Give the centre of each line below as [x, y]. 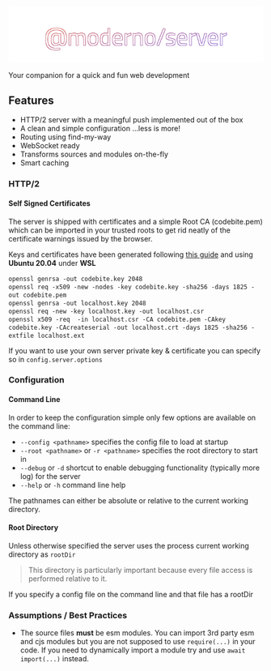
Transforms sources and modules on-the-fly [94, 154]
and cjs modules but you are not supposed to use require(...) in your [138, 642]
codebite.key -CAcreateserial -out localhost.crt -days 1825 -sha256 [128, 327]
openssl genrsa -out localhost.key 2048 [78, 303]
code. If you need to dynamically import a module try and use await [133, 650]
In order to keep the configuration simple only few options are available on [132, 417]
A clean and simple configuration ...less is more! [100, 129]
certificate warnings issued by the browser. [80, 238]
